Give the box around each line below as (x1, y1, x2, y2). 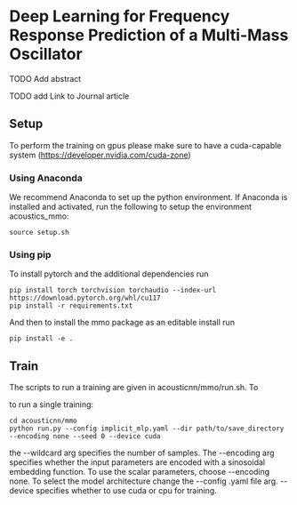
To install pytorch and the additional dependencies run (9, 269, 209, 279)
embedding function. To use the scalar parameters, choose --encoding (9, 467, 270, 477)
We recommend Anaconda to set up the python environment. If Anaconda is (9, 192, 288, 203)
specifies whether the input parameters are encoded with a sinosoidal (9, 457, 265, 468)
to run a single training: (9, 399, 94, 410)
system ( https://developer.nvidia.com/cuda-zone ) (9, 149, 191, 160)
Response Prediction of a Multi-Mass (9, 25, 289, 45)
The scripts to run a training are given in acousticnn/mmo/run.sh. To (9, 382, 259, 393)
